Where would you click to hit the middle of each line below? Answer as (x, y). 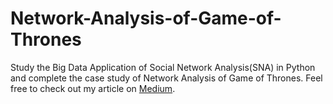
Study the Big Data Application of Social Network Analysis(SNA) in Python (163, 67)
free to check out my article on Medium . (93, 88)
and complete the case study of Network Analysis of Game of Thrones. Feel (166, 78)
